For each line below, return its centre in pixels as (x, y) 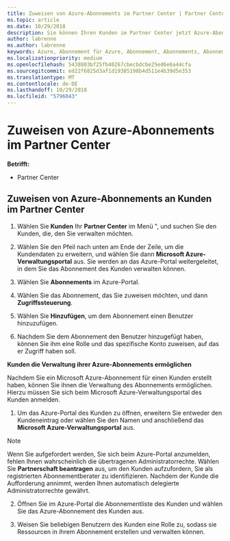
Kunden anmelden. (34, 400)
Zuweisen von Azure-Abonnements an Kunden (110, 199)
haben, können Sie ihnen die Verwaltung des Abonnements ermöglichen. (110, 384)
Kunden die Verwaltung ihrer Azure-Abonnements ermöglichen (99, 364)
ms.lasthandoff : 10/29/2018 (47, 90)
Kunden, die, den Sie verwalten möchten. (75, 233)
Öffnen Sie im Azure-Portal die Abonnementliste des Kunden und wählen (120, 504)
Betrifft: (18, 164)
